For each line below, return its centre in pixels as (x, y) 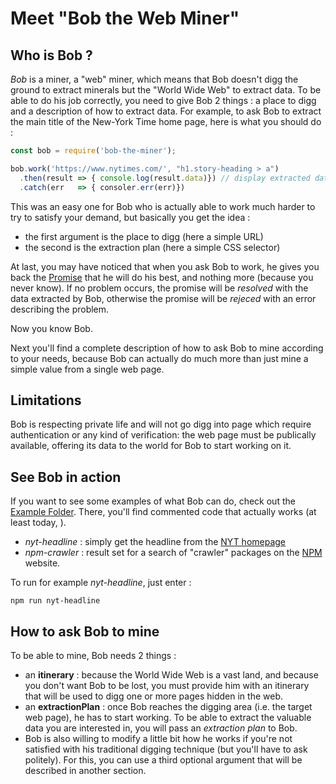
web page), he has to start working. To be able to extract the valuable (168, 717)
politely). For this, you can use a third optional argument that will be (163, 759)
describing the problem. (60, 309)
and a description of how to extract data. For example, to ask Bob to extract (166, 111)
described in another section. (85, 770)
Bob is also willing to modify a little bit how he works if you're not (158, 738)
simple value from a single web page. (87, 369)
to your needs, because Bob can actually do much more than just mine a (159, 358)
